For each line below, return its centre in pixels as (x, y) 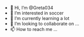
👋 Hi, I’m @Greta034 (32, 8)
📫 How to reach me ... (34, 29)
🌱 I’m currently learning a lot (40, 18)
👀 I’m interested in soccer (37, 13)
